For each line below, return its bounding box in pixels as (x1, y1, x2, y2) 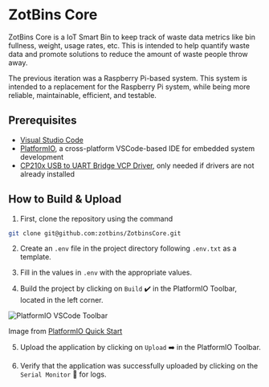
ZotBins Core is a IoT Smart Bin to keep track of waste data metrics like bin (8, 32, 255, 42)
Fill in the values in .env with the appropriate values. (19, 267, 193, 278)
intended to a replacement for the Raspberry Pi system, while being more (8, 82, 251, 92)
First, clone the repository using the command (19, 214, 173, 223)
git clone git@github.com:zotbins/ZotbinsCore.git (8, 229, 181, 238)
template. (19, 252, 52, 262)
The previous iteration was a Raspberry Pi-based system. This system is (8, 73, 247, 83)
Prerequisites (8, 114, 77, 128)
